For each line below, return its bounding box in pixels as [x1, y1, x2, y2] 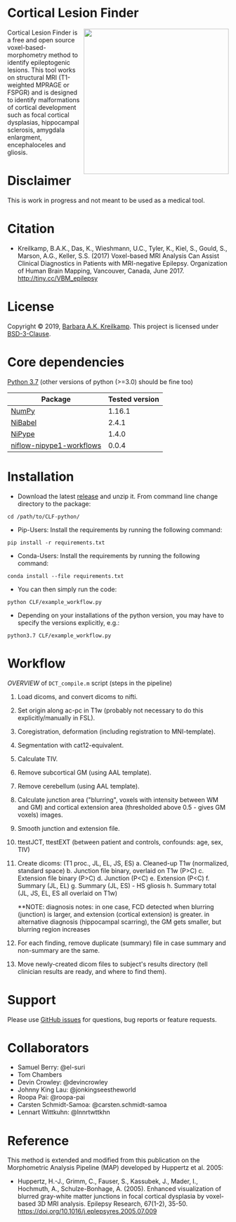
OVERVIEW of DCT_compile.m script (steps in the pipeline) [7, 679, 172, 687]
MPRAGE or [35, 80, 70, 89]
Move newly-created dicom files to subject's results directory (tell [17, 960, 209, 968]
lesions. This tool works [7, 66, 76, 74]
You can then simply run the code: [17, 585, 117, 593]
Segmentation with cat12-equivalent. [17, 741, 124, 749]
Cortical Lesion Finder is [7, 28, 78, 37]
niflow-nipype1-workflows [11, 440, 102, 450]
